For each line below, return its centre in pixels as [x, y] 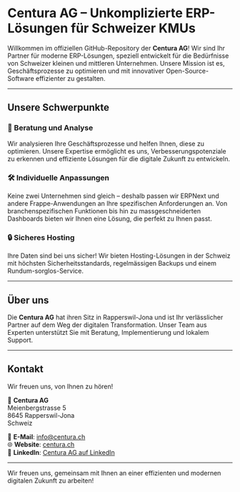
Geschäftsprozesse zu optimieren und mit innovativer [86, 71]
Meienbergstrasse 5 [37, 408]
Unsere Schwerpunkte [58, 107]
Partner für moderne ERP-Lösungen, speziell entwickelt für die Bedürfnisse [118, 56]
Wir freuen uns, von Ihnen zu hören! [60, 386]
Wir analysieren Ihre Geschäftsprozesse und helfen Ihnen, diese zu [106, 144]
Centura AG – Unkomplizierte [95, 13]
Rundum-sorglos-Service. [46, 271]
